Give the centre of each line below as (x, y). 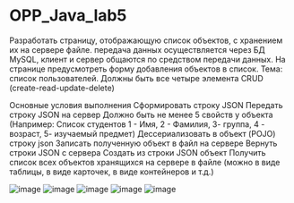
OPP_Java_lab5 (68, 16)
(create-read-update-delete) (62, 88)
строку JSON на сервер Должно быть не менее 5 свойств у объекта (141, 114)
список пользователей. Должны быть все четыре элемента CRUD (137, 78)
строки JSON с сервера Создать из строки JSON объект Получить (138, 152)
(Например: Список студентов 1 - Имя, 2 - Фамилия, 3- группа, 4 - (137, 124)
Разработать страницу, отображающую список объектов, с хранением (146, 40)
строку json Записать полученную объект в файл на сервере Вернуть (143, 143)
